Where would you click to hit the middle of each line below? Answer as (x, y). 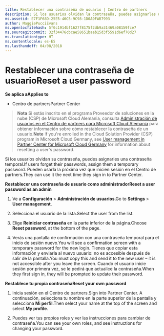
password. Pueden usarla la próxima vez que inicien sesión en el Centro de (81, 169)
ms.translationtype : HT (29, 37)
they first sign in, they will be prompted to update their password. (78, 274)
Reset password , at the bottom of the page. (56, 228)
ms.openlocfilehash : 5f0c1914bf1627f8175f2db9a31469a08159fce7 (71, 28)
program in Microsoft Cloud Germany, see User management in (81, 139)
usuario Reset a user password (68, 80)
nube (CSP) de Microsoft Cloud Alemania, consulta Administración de (87, 118)
